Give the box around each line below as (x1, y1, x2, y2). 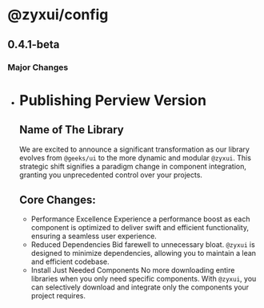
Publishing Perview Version (18, 91, 207, 109)
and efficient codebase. (30, 257, 110, 266)
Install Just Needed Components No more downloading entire (30, 265, 235, 275)
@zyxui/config (7, 6, 109, 24)
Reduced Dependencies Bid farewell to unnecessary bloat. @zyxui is (30, 240, 255, 249)
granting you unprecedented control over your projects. (18, 170, 203, 180)
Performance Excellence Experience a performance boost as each (30, 214, 250, 224)
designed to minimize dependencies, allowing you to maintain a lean (30, 249, 257, 258)
